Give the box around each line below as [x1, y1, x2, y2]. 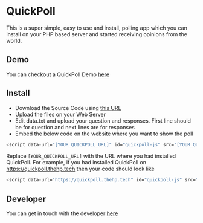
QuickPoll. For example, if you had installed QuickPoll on [6, 159, 147, 166]
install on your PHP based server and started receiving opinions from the [6, 30, 188, 37]
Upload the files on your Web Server [14, 111, 106, 118]
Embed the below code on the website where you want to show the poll [14, 130, 193, 137]
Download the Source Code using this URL [14, 104, 121, 111]
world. [6, 37, 22, 44]
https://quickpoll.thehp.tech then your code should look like [6, 165, 155, 173]
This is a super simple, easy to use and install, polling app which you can [6, 24, 187, 31]
